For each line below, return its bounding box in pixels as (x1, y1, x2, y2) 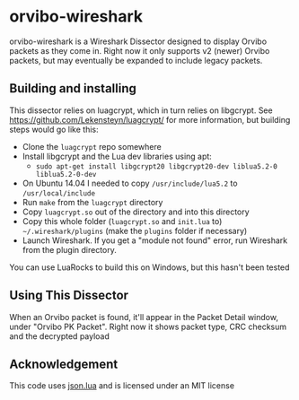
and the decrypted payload (9, 330, 110, 342)
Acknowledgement (9, 356, 119, 371)
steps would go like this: (9, 124, 99, 135)
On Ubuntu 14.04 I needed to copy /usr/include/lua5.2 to (22, 178, 238, 188)
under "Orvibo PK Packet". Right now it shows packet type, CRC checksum (9, 321, 287, 332)
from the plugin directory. (22, 244, 117, 255)
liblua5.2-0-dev (35, 170, 97, 178)
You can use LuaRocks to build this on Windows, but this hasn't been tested (9, 262, 290, 273)
